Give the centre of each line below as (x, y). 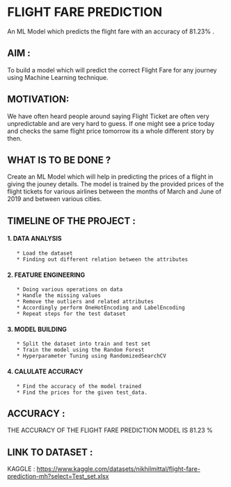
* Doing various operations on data (70, 289)
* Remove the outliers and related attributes (85, 302)
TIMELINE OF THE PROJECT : (71, 221)
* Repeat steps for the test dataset (71, 314)
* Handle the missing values (58, 296)
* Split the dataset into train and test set (83, 344)
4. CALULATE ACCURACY (45, 371)
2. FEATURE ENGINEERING (46, 275)
